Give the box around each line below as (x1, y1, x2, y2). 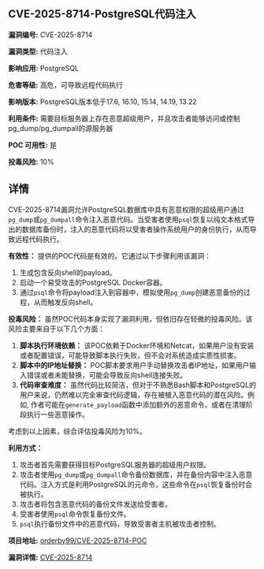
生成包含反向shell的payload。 (19, 267, 117, 277)
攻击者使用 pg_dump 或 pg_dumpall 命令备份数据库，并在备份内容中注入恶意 (19, 470, 253, 479)
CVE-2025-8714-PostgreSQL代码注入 (8, 7, 197, 21)
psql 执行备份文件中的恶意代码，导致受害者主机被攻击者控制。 (19, 519, 221, 528)
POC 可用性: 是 (8, 140, 58, 150)
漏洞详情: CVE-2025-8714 (8, 552, 93, 562)
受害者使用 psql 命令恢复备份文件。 (19, 509, 132, 519)
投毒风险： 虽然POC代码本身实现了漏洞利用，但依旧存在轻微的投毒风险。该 (8, 314, 253, 323)
